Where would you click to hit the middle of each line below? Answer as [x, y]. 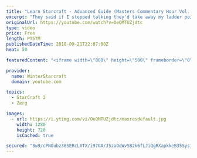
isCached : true [35, 135]
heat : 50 [17, 50]
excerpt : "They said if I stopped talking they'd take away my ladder [94, 17]
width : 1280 [31, 124]
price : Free [21, 33]
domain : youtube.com [36, 82]
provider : [18, 71]
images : [16, 114]
